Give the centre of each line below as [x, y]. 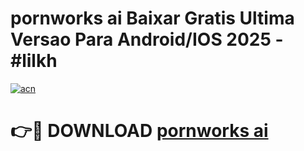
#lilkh [34, 61]
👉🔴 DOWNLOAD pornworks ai [139, 131]
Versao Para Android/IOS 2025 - [147, 39]
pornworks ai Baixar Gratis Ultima [152, 18]
